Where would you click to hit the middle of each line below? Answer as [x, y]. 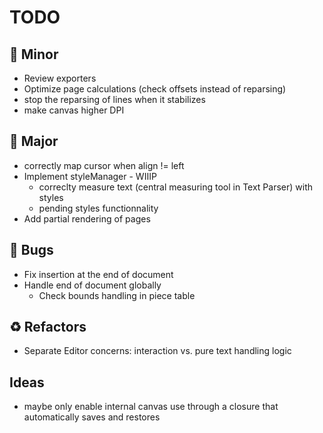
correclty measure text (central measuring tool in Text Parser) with [176, 187]
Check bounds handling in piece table [117, 295]
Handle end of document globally [92, 285]
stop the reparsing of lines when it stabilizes [114, 99]
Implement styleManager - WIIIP [90, 176]
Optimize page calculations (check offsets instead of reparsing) [155, 89]
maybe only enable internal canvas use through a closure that [151, 407]
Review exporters [60, 78]
